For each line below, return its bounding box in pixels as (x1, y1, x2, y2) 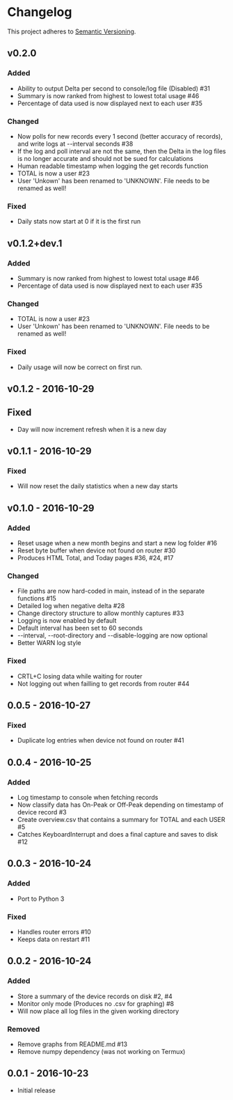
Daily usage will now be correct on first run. (17, 363, 143, 371)
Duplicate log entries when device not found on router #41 (17, 736, 184, 745)
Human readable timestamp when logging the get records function (17, 162, 209, 170)
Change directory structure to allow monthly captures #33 (17, 609, 184, 617)
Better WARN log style (17, 639, 81, 647)
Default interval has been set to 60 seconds (17, 624, 143, 633)
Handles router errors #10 (17, 928, 92, 936)
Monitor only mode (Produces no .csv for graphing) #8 (17, 999, 175, 1007)
